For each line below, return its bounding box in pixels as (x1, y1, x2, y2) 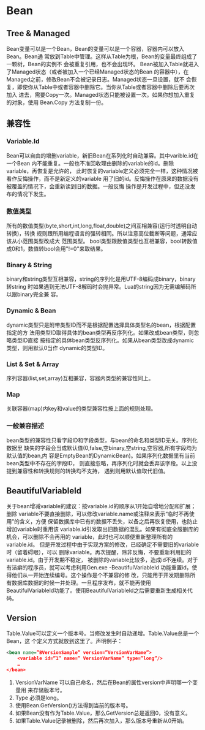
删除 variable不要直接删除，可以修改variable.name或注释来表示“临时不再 (6, 510, 190, 518)
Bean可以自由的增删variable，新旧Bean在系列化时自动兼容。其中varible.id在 (6, 151, 199, 159)
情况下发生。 (17, 190, 50, 197)
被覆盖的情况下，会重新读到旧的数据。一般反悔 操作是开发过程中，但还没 (6, 182, 190, 190)
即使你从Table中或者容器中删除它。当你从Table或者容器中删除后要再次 (17, 83, 195, 91)
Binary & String (6, 260, 52, 269)
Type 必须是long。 (15, 694, 62, 701)
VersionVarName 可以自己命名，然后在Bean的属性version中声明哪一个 (15, 679, 193, 686)
